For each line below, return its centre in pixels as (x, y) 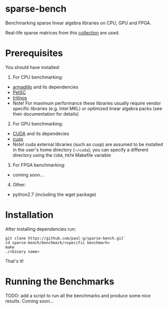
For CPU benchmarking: (38, 77)
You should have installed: (33, 67)
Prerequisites (34, 53)
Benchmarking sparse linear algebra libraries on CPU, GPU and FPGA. (78, 23)
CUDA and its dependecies (41, 133)
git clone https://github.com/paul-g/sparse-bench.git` (65, 238)
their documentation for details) (46, 114)
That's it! (14, 261)
